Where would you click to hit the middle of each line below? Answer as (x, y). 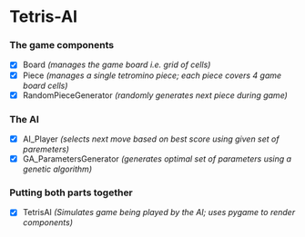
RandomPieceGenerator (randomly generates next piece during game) (155, 95)
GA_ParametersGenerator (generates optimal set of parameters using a (157, 159)
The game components (62, 45)
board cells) (45, 85)
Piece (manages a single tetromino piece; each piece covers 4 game (152, 75)
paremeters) (46, 149)
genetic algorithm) (57, 169)
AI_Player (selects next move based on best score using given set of (151, 139)
